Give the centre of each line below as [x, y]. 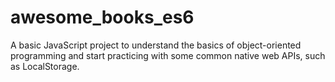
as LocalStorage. [45, 66]
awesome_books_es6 [102, 17]
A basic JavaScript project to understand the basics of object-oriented [156, 45]
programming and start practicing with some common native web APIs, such [168, 55]
